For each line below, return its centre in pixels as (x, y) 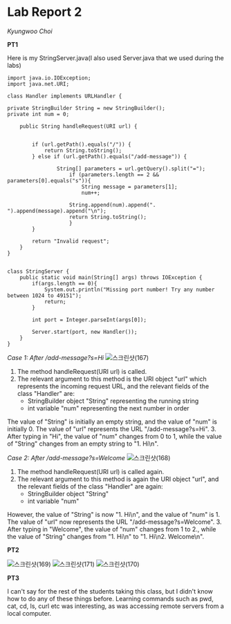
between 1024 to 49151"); (44, 295)
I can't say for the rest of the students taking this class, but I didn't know (110, 591)
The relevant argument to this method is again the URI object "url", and (118, 479)
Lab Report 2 (45, 12)
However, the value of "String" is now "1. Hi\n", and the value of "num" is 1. (113, 514)
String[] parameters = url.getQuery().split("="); (131, 169)
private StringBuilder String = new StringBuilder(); (86, 108)
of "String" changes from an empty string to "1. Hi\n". (83, 444)
